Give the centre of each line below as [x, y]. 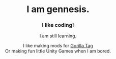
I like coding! [58, 25]
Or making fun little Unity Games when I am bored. [58, 51]
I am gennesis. [58, 9]
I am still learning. [58, 36]
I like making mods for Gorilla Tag [58, 46]
